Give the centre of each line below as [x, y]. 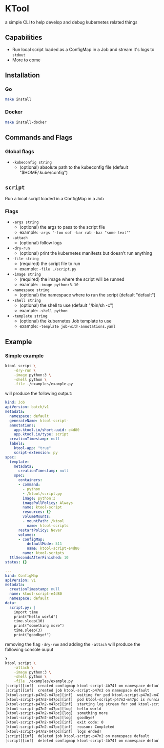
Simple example [24, 355]
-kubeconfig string [32, 162]
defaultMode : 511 [44, 544]
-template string [30, 316]
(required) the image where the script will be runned [72, 279]
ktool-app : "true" [32, 448]
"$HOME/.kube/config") [43, 173]
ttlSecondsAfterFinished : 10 [39, 558]
